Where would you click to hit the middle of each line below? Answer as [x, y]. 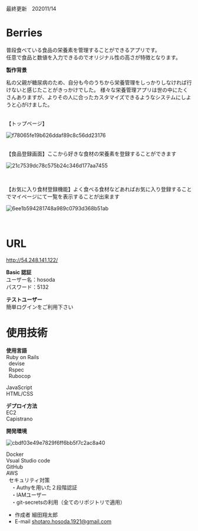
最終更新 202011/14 [31, 9]
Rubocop [20, 376]
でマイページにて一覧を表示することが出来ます [63, 196]
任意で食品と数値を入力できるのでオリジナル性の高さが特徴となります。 [93, 57]
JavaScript [19, 387]
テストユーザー [24, 299]
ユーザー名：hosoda [31, 279]
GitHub [15, 467]
